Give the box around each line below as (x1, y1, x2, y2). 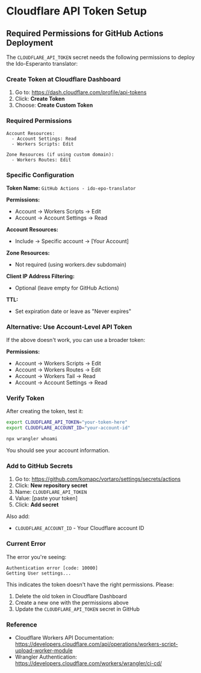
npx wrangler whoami (6, 436, 58, 442)
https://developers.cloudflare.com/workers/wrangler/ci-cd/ (14, 660, 162, 667)
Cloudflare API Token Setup (6, 4, 147, 18)
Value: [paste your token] (14, 494, 78, 502)
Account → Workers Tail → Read (14, 373, 96, 380)
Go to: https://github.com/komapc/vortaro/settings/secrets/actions (14, 475, 181, 483)
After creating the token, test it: (6, 408, 84, 415)
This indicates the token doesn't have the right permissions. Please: (6, 581, 175, 588)
